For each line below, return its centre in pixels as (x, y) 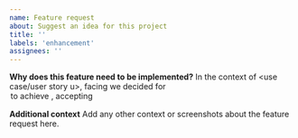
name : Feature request (52, 18)
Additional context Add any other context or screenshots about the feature (149, 115)
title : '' (28, 34)
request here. (34, 124)
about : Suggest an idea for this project (88, 26)
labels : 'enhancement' (52, 43)
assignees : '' (36, 51)
